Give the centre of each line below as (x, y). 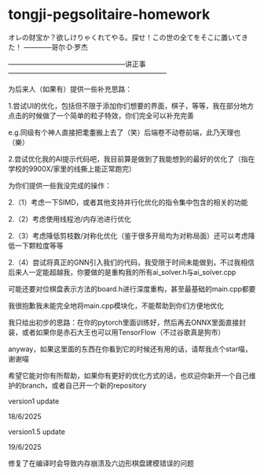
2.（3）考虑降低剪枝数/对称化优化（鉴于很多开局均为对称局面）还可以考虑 (128, 236)
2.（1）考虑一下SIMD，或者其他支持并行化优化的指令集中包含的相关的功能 (128, 202)
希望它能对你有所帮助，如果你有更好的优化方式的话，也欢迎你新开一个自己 (128, 375)
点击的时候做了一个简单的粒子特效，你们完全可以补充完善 (101, 115)
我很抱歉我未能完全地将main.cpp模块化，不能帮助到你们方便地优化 (116, 306)
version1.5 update (37, 432)
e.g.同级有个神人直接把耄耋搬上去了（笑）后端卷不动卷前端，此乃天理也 (125, 132)
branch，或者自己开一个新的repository (84, 385)
